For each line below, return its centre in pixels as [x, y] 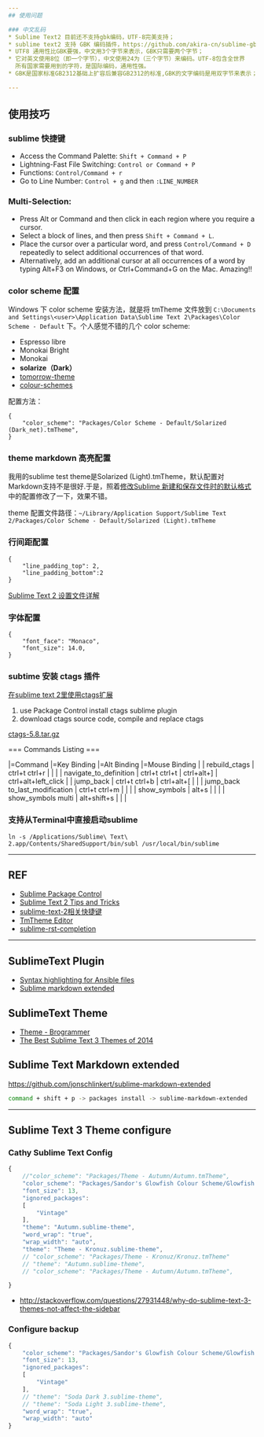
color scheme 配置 [44, 290]
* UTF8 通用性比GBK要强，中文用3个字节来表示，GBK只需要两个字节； [106, 52]
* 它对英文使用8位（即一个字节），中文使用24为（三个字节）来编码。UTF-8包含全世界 [126, 59]
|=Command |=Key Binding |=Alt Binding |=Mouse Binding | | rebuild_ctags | [131, 765]
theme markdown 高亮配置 [60, 458]
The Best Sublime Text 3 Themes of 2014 [86, 1040]
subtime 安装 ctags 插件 [54, 676]
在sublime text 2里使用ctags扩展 [61, 695]
